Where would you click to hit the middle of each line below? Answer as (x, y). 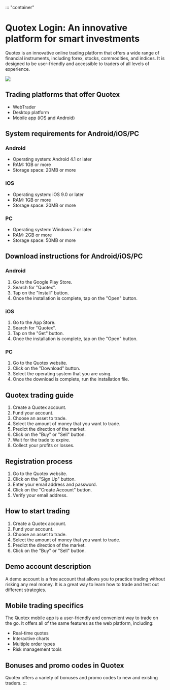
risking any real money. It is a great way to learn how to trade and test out (82, 584)
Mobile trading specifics (44, 605)
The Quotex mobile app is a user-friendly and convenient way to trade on (82, 618)
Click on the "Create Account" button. (52, 490)
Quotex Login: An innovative (66, 28)
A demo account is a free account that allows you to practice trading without (85, 579)
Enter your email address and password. (55, 484)
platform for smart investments (73, 39)
